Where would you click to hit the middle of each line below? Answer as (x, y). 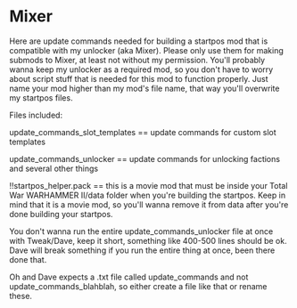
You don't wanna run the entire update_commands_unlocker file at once (141, 231)
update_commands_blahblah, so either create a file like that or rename (138, 286)
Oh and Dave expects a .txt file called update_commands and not (129, 277)
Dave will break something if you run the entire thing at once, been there (142, 250)
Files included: (36, 115)
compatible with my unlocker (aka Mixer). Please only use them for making (146, 50)
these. (21, 296)
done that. (28, 259)
